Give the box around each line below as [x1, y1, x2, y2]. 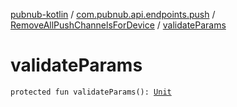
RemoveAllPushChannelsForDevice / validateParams [10, 19, 227, 31]
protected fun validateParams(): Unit [10, 87, 172, 97]
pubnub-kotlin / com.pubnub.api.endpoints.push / [10, 9, 216, 20]
